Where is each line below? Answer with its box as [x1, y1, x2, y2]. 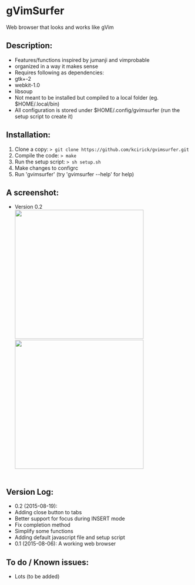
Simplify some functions [14, 528, 73, 535]
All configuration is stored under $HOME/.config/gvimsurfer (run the [14, 106, 180, 113]
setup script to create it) [14, 113, 73, 120]
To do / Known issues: [6, 557, 89, 567]
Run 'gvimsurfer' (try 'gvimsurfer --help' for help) [14, 170, 135, 178]
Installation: [6, 130, 51, 140]
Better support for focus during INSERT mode [14, 515, 125, 522]
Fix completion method [14, 521, 70, 528]
